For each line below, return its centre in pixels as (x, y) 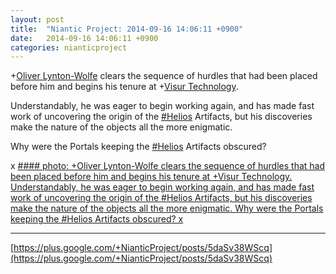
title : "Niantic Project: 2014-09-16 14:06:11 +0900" (127, 29)
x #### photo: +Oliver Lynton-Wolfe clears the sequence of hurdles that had (167, 166)
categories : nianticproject (69, 47)
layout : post (37, 19)
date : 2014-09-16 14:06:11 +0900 (84, 38)
